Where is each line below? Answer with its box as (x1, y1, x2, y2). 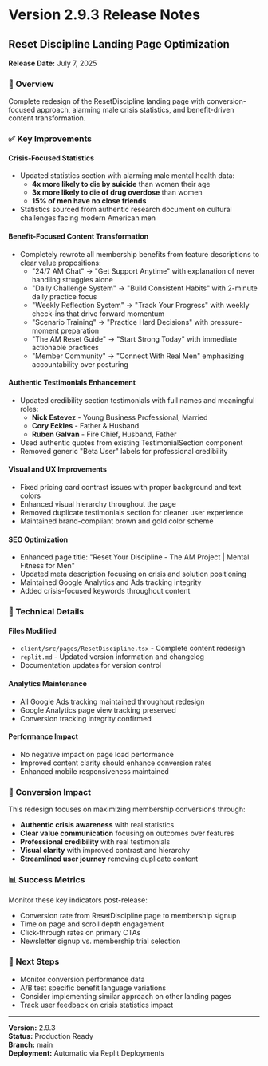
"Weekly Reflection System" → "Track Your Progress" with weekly (31, 300, 250, 310)
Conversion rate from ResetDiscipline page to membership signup (19, 911, 237, 921)
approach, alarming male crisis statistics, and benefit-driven (37, 105, 235, 115)
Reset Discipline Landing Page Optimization (8, 38, 230, 51)
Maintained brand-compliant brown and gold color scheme (19, 516, 214, 526)
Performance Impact (8, 732, 78, 741)
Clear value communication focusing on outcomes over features (19, 828, 235, 839)
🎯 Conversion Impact (8, 786, 92, 797)
